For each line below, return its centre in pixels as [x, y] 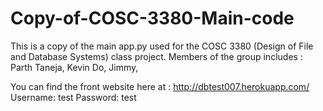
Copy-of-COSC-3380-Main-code [152, 18]
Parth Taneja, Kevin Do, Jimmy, [74, 67]
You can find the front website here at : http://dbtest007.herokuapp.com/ [160, 86]
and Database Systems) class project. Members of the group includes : [156, 56]
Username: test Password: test [73, 97]
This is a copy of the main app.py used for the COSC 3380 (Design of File [162, 46]
